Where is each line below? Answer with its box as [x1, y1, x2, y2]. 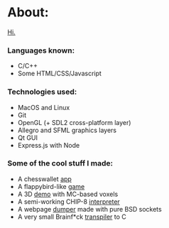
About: [7, 4, 49, 21]
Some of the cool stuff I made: [7, 158, 114, 168]
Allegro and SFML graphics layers [17, 126, 117, 134]
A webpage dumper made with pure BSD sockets [17, 205, 162, 213]
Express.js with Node [17, 141, 80, 149]
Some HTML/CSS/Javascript [17, 69, 102, 78]
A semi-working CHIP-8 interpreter [17, 197, 121, 206]
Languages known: [7, 45, 75, 55]
